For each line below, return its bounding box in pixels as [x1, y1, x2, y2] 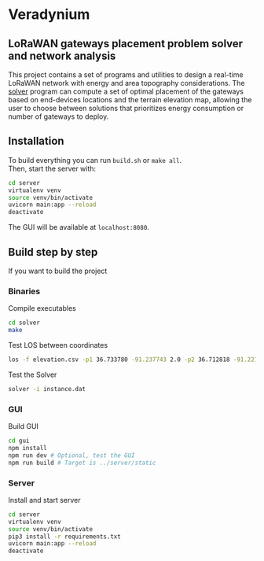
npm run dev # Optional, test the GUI [8, 451, 135, 460]
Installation [8, 135, 64, 148]
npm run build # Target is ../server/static [8, 459, 156, 467]
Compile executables [8, 304, 76, 313]
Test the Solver [8, 370, 57, 379]
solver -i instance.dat [8, 385, 86, 393]
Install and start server [8, 495, 81, 504]
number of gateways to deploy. [8, 112, 109, 121]
